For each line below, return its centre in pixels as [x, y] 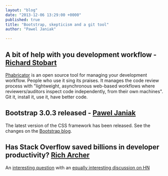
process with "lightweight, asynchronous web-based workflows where [80, 86]
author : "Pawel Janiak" [31, 29]
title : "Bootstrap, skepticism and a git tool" [57, 24]
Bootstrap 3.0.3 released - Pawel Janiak [71, 113]
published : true [23, 20]
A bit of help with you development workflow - [81, 55]
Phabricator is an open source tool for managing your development [76, 75]
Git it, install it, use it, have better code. [47, 97]
